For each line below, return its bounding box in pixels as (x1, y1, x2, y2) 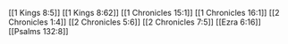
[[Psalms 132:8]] (8, 26, 69, 36)
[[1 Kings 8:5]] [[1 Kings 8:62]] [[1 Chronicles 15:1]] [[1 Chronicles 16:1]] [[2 (8, 8, 280, 18)
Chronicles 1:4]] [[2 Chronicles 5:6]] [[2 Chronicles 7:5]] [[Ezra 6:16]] (8, 17, 261, 27)
